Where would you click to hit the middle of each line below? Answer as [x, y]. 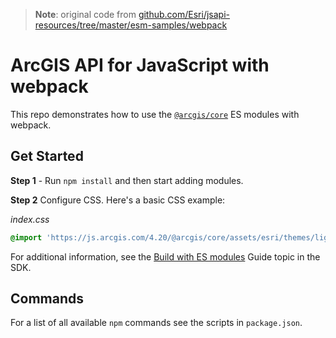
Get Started [47, 156]
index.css [30, 219]
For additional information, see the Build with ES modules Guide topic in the [165, 256]
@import [26, 237]
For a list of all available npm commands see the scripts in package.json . [156, 323]
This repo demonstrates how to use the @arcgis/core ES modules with [155, 114]
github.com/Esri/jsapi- [184, 14]
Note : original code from [85, 14]
